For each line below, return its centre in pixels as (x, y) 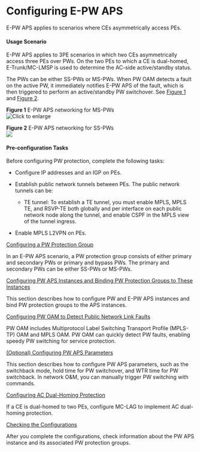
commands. (21, 384)
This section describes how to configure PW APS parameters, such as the (97, 364)
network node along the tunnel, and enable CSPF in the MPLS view (107, 215)
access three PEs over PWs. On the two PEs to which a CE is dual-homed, (97, 61)
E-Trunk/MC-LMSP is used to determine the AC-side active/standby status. (99, 68)
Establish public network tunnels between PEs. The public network (97, 184)
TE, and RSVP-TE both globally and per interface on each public (103, 209)
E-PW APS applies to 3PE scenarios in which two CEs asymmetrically (92, 55)
